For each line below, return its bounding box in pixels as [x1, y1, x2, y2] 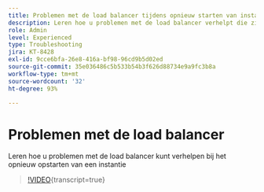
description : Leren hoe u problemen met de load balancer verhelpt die [8, 19, 247, 27]
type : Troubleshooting [8, 41, 82, 49]
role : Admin [8, 26, 47, 34]
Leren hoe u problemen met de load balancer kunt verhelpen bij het [8, 151, 226, 161]
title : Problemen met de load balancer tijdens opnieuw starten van [8, 11, 237, 20]
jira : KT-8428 [8, 48, 55, 56]
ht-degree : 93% [8, 84, 58, 93]
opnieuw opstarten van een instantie [8, 160, 127, 169]
